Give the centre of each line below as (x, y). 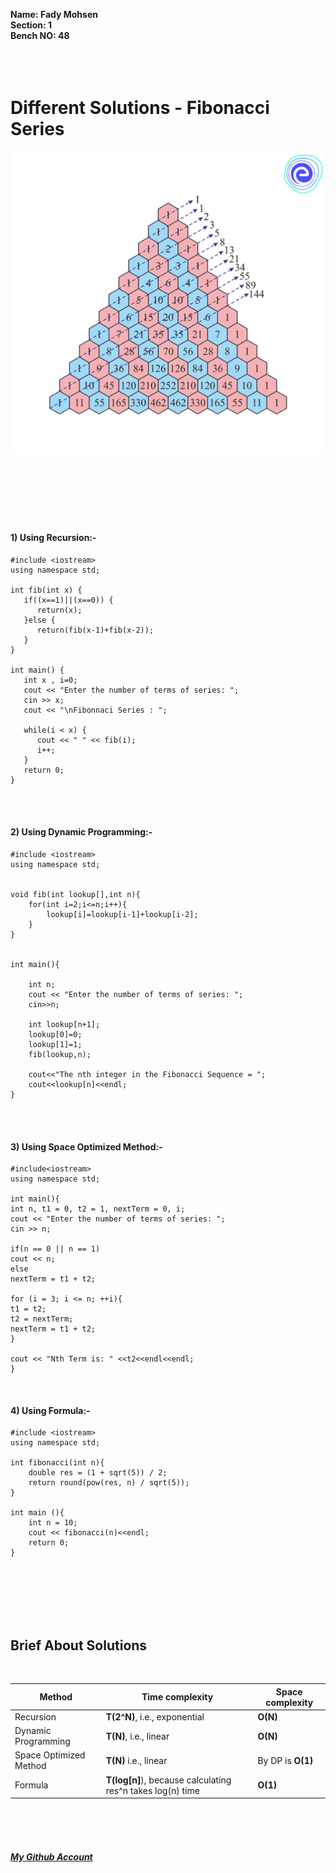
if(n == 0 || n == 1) (55, 1249)
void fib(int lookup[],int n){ (75, 895)
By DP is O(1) (285, 1760)
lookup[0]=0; (55, 1035)
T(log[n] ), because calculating (168, 1780)
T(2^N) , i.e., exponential (155, 1716)
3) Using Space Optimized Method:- (86, 1146)
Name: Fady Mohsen (54, 14)
